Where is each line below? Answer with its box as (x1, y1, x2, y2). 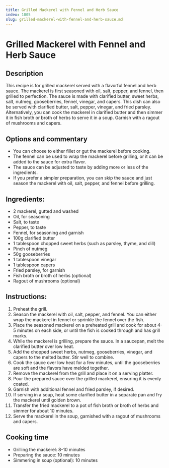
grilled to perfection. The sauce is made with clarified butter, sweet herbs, (6, 93, 159, 99)
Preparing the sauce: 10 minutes (13, 452, 80, 458)
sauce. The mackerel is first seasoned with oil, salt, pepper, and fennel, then (6, 88, 164, 94)
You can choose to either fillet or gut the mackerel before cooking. (13, 148, 151, 154)
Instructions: (6, 292, 47, 301)
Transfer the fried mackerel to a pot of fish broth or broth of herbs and (13, 402, 159, 408)
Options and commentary (6, 135, 88, 143)
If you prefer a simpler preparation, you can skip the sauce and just (13, 175, 152, 181)
